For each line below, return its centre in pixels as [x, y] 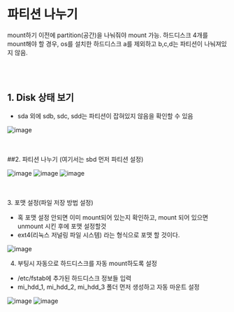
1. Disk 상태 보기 [41, 98]
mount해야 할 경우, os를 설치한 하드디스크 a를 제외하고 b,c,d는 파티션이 [105, 43]
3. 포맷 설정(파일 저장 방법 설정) [50, 202]
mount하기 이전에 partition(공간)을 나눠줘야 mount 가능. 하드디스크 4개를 [108, 35]
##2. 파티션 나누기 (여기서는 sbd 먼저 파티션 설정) [75, 159]
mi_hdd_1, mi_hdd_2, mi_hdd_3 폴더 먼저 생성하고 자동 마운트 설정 [109, 287]
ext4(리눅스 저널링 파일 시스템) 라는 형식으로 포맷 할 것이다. [98, 234]
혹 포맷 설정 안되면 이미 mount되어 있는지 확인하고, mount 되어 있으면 [112, 217]
